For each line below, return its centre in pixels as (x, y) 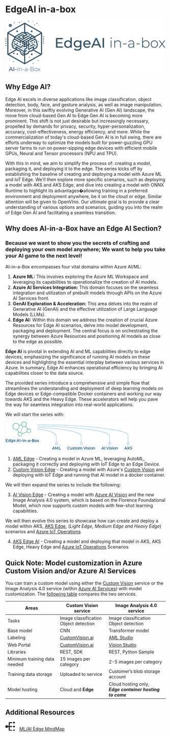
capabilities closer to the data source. (45, 373)
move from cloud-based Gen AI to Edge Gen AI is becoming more (74, 115)
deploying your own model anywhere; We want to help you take (85, 249)
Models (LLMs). (29, 315)
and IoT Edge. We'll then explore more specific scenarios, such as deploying (85, 179)
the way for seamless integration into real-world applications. (69, 405)
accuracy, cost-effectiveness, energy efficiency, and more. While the (78, 131)
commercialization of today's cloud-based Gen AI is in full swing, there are (83, 137)
